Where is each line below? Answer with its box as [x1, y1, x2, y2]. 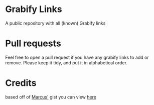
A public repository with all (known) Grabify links [5, 20, 106, 26]
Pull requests [5, 38, 61, 49]
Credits [5, 77, 37, 89]
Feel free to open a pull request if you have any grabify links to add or [5, 54, 149, 60]
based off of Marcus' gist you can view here [5, 94, 97, 100]
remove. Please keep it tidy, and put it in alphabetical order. [5, 59, 128, 66]
